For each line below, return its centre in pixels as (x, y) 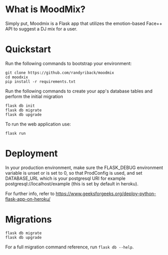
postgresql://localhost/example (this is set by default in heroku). (72, 183)
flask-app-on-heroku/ (28, 199)
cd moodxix (17, 77)
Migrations (29, 219)
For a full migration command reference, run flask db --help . (70, 247)
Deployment (32, 154)
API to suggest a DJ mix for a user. (41, 28)
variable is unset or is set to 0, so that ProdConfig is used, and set (74, 173)
